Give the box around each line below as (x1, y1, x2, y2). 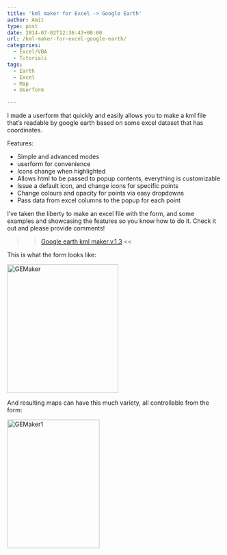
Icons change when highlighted (16, 167, 106, 176)
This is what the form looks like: (7, 251, 97, 259)
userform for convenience (16, 160, 91, 168)
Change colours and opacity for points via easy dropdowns (16, 189, 185, 198)
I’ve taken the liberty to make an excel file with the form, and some (7, 210, 195, 218)
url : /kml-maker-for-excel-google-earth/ (7, 36, 127, 43)
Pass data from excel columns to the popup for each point (16, 196, 181, 204)
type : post (7, 23, 38, 29)
